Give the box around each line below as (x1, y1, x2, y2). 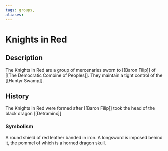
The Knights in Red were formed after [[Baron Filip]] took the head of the (5, 105, 155, 111)
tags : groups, (5, 7, 35, 13)
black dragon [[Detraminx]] (5, 111, 62, 117)
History (5, 92, 29, 100)
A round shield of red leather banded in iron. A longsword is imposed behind (5, 134, 163, 140)
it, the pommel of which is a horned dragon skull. (5, 140, 106, 146)
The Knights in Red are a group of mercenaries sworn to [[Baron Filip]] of (5, 67, 156, 73)
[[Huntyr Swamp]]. (5, 77, 44, 83)
